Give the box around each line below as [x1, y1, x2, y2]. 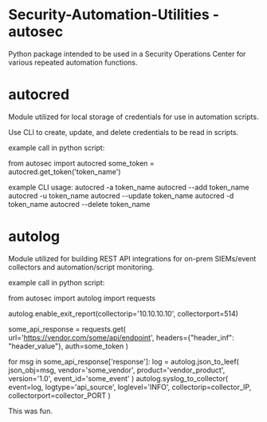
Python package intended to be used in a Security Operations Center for [8, 49, 246, 58]
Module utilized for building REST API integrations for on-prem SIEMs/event [8, 253, 257, 263]
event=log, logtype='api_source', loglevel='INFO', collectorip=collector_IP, [8, 382, 252, 392]
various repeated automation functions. [8, 58, 138, 67]
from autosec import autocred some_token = [8, 158, 155, 168]
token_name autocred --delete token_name [8, 199, 151, 209]
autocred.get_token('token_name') [8, 166, 121, 177]
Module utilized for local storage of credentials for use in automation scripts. [8, 112, 259, 121]
